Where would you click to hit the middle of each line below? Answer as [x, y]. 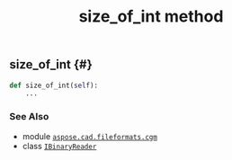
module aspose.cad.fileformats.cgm [89, 136]
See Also [29, 117]
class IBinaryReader [59, 146]
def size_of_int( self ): [54, 85]
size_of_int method [151, 17]
